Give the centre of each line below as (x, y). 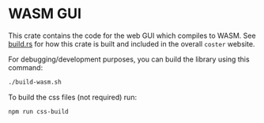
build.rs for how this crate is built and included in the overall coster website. (132, 43)
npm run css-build (38, 111)
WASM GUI (45, 14)
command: (26, 67)
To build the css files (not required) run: (72, 97)
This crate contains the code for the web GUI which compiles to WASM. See (132, 35)
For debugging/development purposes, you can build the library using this (129, 59)
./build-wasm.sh (35, 82)
